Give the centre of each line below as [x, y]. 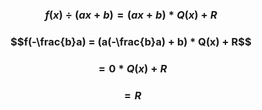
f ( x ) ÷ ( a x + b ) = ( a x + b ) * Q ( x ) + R [131, 15]
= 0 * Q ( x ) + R [133, 68]
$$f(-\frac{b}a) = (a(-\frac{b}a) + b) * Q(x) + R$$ [131, 41]
